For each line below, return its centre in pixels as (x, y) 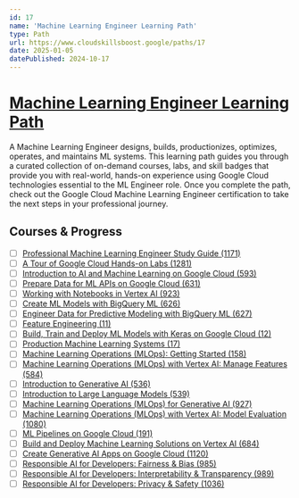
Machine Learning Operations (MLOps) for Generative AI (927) (137, 403)
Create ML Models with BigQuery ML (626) (101, 303)
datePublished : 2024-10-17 (59, 59)
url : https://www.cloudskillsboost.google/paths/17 (107, 42)
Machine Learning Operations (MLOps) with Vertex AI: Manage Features (155, 364)
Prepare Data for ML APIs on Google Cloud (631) (111, 283)
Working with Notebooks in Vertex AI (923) (101, 294)
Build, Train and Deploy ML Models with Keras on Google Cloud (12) (147, 334)
